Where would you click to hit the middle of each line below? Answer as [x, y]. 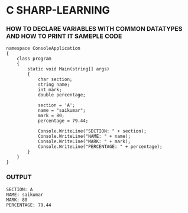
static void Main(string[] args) [69, 69]
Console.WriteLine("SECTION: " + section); [92, 131]
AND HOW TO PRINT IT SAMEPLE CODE [64, 36]
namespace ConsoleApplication [43, 49]
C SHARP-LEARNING [58, 10]
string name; [54, 85]
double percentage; [61, 95]
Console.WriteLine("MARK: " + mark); [84, 142]
